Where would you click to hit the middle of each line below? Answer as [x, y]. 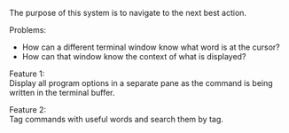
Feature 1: [27, 74]
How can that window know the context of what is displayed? [134, 56]
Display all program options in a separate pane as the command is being [141, 83]
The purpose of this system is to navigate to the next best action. [128, 13]
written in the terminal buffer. [62, 93]
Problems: [28, 30]
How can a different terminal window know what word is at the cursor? [151, 47]
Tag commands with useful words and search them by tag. [117, 119]
